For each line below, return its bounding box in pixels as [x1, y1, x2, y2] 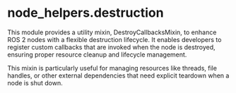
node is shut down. [7, 78, 63, 87]
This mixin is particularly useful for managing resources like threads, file [7, 64, 218, 72]
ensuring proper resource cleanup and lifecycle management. [7, 50, 187, 59]
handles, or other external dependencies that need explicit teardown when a [7, 71, 230, 80]
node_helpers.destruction [7, 5, 164, 21]
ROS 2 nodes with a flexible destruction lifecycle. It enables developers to [7, 35, 222, 43]
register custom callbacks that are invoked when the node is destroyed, [7, 43, 216, 51]
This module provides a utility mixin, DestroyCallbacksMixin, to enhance [7, 28, 217, 36]
